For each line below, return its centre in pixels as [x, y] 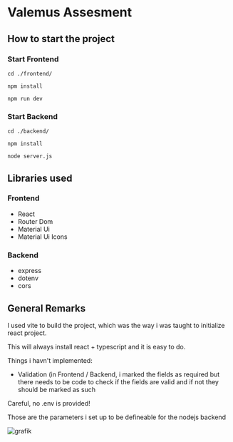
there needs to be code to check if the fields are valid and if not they [118, 381]
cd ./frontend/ [30, 73]
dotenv [28, 278]
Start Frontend [33, 59]
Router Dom [35, 221]
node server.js [30, 156]
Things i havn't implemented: [50, 360]
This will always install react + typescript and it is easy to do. [97, 346]
